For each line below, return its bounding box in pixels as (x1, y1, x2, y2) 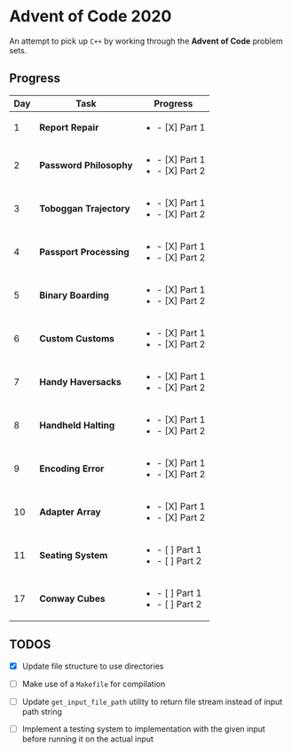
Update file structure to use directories (21, 661, 164, 671)
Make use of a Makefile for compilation (21, 678, 166, 689)
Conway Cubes (39, 592, 106, 605)
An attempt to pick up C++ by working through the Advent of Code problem (9, 36, 283, 46)
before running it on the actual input (21, 733, 154, 744)
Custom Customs (39, 332, 115, 344)
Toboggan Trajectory (39, 202, 130, 214)
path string (21, 706, 62, 717)
